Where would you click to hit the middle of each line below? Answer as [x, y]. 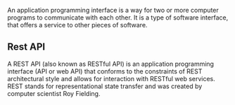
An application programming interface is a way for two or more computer [113, 10]
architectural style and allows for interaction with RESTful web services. [112, 78]
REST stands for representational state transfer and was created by [105, 86]
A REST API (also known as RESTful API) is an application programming [111, 64]
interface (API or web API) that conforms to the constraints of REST [105, 71]
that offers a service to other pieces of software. [77, 25]
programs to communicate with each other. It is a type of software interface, [118, 17]
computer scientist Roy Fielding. [54, 93]
